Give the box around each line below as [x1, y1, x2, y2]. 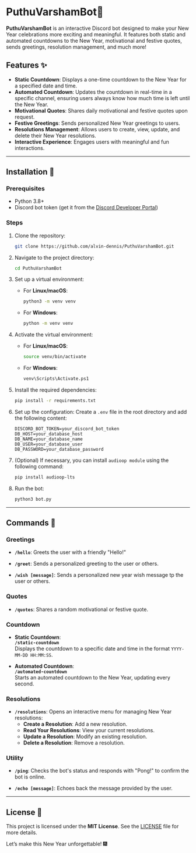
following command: [14, 463, 64, 470]
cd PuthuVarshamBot [14, 265, 62, 271]
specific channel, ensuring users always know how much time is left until [14, 94, 190, 101]
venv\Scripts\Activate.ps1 [23, 376, 89, 382]
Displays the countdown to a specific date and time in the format [14, 645, 170, 652]
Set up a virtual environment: [14, 276, 85, 283]
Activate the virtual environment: [14, 331, 93, 338]
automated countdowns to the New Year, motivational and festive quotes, [6, 37, 182, 44]
